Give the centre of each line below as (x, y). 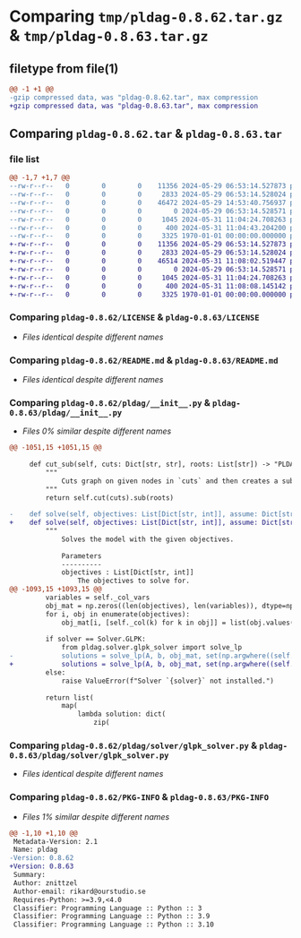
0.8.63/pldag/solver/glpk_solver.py (89, 756)
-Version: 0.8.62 (42, 858)
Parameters (82, 556)
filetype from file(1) (64, 69)
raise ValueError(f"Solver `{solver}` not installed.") (168, 681)
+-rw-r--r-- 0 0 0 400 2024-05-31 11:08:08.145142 (148, 286)
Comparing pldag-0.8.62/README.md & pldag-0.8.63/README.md (144, 360)
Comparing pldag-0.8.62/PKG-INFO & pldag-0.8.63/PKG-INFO (139, 797)
